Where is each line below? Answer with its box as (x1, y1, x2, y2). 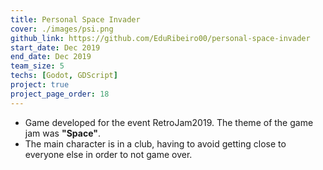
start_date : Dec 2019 (10, 42, 101, 53)
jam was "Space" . (24, 127, 101, 139)
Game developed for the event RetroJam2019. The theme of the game (24, 116, 314, 128)
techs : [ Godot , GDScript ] (10, 71, 118, 81)
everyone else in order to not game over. (24, 148, 193, 160)
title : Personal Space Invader (10, 14, 141, 25)
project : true (10, 80, 70, 90)
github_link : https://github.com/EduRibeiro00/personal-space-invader (10, 33, 311, 43)
